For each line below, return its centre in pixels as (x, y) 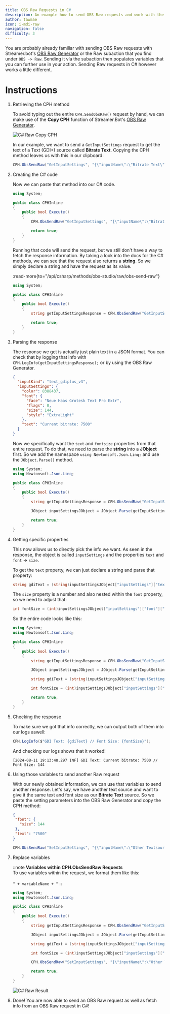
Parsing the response (35, 342)
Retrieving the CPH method (41, 104)
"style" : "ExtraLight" (50, 415)
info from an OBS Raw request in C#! (51, 1006)
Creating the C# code (35, 174)
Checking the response (37, 717)
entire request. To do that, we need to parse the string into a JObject (84, 449)
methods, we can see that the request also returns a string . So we (81, 261)
